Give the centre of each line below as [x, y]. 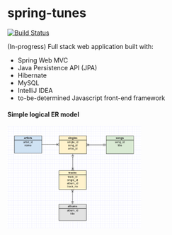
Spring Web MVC [43, 60]
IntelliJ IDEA [35, 90]
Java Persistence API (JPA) [57, 67]
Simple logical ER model [43, 114]
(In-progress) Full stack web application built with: [80, 46]
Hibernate [32, 75]
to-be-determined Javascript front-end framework [91, 98]
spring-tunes [47, 13]
